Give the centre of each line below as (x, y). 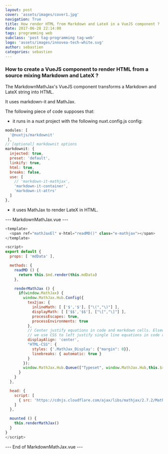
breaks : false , (25, 172)
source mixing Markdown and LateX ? (52, 76)
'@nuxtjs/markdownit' (32, 135)
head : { (18, 391)
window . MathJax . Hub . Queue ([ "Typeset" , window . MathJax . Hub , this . (91, 368)
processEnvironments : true (60, 321)
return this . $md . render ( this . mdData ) (58, 275)
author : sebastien (24, 47)
